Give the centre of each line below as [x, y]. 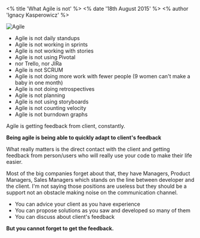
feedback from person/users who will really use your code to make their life [99, 155]
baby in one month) [39, 83]
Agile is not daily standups [47, 38]
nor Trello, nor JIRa [38, 63]
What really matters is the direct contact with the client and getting [88, 149]
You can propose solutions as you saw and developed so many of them [103, 210]
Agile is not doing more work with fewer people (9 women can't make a [102, 76]
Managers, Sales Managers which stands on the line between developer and [100, 180]
